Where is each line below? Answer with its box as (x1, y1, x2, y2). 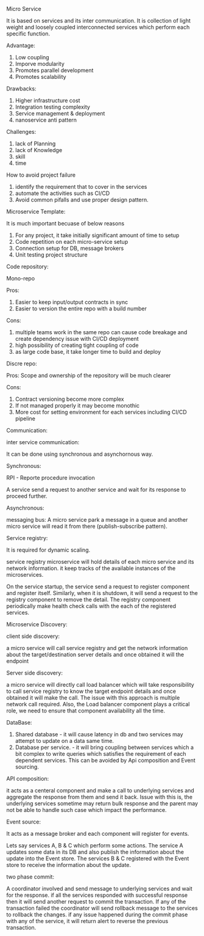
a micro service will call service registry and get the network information (6, 645, 188, 651)
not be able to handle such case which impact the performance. (6, 806, 167, 813)
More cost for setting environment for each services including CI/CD (15, 409, 187, 415)
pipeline (15, 415, 35, 422)
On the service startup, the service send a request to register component (6, 583, 190, 590)
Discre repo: (6, 360, 38, 367)
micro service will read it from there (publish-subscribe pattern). (6, 522, 167, 530)
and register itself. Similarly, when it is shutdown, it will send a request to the (6, 590, 198, 596)
